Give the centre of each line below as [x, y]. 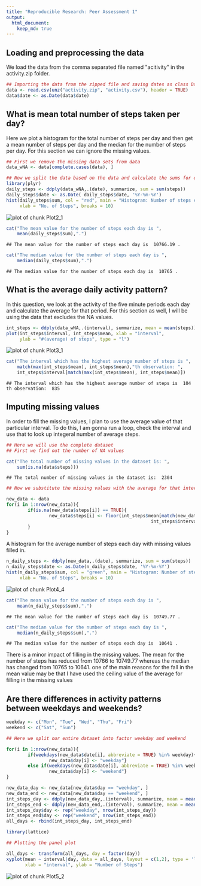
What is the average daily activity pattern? [87, 290]
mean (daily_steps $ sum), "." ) [52, 234]
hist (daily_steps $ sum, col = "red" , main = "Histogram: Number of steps [99, 200]
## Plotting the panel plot [41, 843]
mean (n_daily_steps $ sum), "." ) [55, 606]
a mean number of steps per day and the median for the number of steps [96, 144]
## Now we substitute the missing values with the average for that [93, 488]
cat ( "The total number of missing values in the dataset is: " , [88, 462]
